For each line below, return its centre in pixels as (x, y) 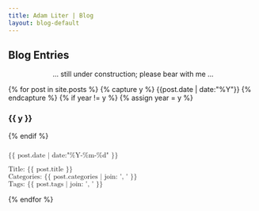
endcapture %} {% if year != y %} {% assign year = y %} (101, 98)
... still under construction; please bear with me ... (133, 74)
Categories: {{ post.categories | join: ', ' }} (73, 176)
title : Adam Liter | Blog (51, 15)
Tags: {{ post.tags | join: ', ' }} (56, 184)
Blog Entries (39, 55)
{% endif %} (29, 136)
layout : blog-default (44, 23)
